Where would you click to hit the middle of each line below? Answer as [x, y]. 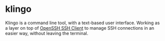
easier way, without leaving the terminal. [47, 33]
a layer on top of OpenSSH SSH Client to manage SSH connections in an [80, 28]
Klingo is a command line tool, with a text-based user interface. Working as [82, 23]
